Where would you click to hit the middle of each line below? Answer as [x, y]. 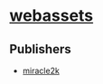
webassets [51, 16]
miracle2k [41, 70]
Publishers [40, 49]
